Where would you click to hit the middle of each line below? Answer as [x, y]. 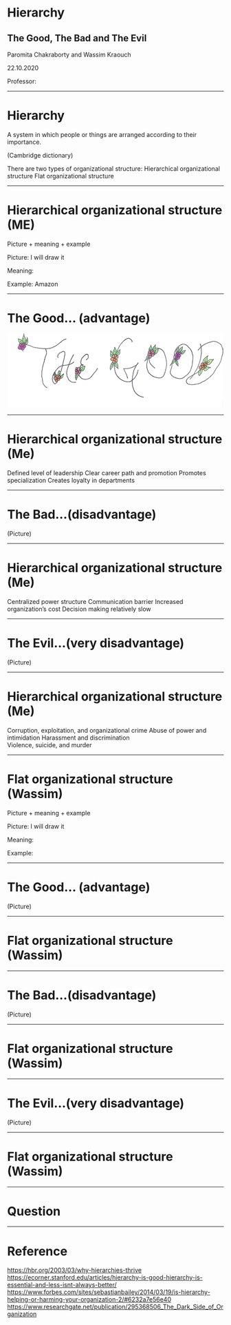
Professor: [22, 81]
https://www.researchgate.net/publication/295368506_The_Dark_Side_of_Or [115, 1307]
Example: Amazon [33, 284]
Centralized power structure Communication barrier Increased [95, 602]
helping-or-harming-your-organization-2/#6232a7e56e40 [89, 1300]
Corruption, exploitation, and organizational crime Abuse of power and [107, 730]
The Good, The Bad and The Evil [77, 38]
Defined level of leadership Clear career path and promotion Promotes [107, 473]
